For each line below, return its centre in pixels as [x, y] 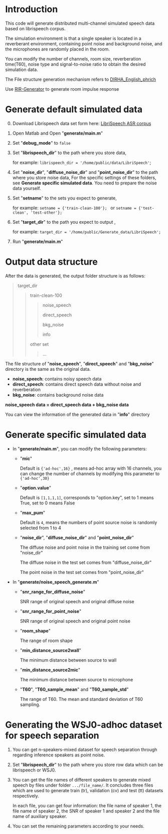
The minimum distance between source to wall [68, 660]
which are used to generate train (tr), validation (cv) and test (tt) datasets [88, 790]
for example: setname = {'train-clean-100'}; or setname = [74, 208]
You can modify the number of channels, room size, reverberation [73, 58]
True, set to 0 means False [47, 503]
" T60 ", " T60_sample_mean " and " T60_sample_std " [74, 689]
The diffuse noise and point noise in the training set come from [85, 547]
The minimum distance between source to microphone [76, 679]
